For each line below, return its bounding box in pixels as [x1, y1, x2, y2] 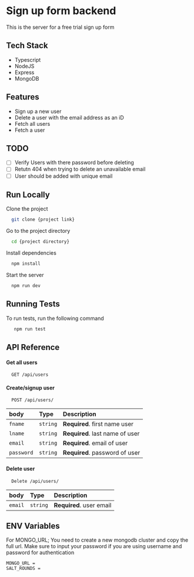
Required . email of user [62, 439, 128, 448]
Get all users [6, 359, 38, 366]
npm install [11, 261, 41, 267]
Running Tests [6, 299, 60, 309]
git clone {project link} [11, 216, 75, 223]
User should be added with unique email [14, 172, 113, 179]
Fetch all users [14, 120, 51, 127]
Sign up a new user [14, 108, 62, 115]
